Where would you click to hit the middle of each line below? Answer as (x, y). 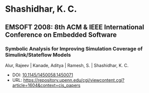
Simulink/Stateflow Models (38, 55)
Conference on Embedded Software (61, 35)
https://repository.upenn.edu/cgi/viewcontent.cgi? (74, 80)
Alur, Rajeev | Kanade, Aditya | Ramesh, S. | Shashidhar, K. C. (67, 65)
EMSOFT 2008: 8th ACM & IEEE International (75, 27)
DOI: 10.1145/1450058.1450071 (43, 75)
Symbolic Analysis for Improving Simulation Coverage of (74, 48)
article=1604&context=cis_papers (46, 85)
